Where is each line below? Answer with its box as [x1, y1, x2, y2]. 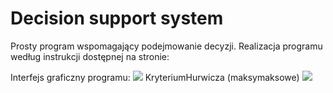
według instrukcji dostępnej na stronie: [10, 50, 170, 62]
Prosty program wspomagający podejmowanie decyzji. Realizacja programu [10, 40, 323, 52]
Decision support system [10, 7, 224, 30]
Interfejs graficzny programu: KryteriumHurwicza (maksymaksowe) [10, 71, 300, 83]
